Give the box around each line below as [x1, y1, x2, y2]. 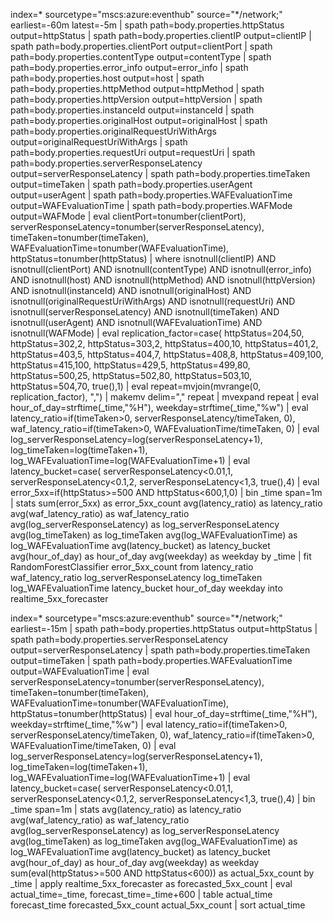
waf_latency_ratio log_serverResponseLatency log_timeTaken [10, 572, 263, 583]
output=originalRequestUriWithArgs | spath [10, 136, 188, 148]
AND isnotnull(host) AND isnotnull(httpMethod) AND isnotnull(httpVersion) [10, 274, 316, 286]
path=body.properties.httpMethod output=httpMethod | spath [10, 83, 265, 94]
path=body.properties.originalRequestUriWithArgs [10, 125, 217, 137]
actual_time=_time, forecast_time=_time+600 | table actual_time [10, 889, 273, 900]
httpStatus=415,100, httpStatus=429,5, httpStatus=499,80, [10, 359, 251, 371]
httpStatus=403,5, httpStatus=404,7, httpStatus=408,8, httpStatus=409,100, [10, 349, 324, 360]
